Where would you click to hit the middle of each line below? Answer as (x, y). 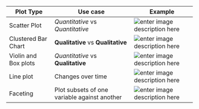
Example (162, 12)
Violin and (23, 56)
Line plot (21, 76)
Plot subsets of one (81, 90)
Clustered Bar (28, 39)
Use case (91, 12)
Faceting (21, 93)
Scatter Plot (25, 25)
